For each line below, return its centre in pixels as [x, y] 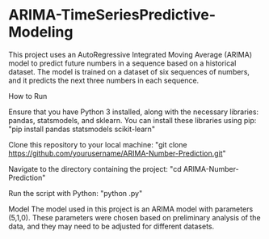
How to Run [28, 96]
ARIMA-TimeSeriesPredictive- [112, 15]
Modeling [41, 32]
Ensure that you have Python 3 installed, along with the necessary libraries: [134, 112]
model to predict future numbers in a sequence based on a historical [122, 63]
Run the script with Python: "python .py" [76, 193]
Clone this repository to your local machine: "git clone [98, 144]
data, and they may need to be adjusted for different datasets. [111, 226]
